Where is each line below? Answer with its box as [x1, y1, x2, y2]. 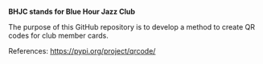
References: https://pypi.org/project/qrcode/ [8, 46, 156, 55]
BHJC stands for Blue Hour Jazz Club [8, 7, 135, 16]
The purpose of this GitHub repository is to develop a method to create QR [8, 22, 256, 31]
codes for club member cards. [8, 31, 109, 40]
